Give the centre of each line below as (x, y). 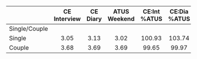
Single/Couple (29, 29)
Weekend (121, 19)
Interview (67, 19)
